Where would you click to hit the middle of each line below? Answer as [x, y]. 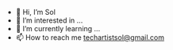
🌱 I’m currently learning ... [58, 29]
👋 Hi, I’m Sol [35, 12]
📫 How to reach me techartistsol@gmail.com [90, 37]
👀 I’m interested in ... [49, 20]
